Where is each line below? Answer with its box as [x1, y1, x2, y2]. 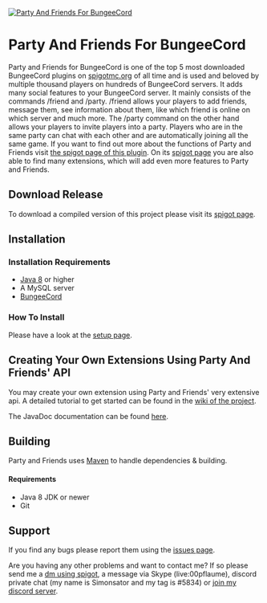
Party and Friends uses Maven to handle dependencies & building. [8, 456, 228, 466]
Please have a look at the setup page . [8, 330, 132, 340]
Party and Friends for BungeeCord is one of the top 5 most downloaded [8, 62, 245, 71]
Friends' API [8, 366, 71, 380]
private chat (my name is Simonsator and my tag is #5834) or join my [8, 578, 237, 588]
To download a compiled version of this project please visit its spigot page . [8, 209, 256, 218]
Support [8, 524, 51, 537]
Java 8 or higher [19, 275, 75, 284]
